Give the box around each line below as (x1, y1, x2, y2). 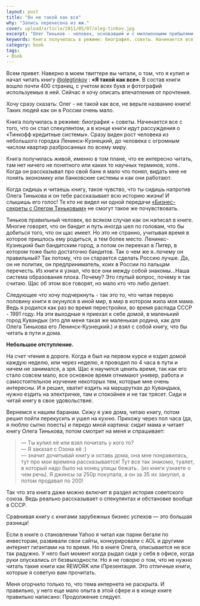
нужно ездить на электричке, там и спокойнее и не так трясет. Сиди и (6, 390, 187, 398)
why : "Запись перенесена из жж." (6, 20, 90, 26)
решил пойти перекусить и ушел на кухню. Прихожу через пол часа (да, (6, 414, 193, 422)
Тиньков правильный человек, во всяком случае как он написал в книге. (6, 216, 193, 223)
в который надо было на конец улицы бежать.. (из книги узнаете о (20, 464, 191, 472)
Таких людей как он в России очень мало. (6, 106, 115, 113)
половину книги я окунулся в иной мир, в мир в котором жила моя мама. (6, 297, 195, 304)
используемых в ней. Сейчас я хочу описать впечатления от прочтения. (6, 88, 191, 96)
